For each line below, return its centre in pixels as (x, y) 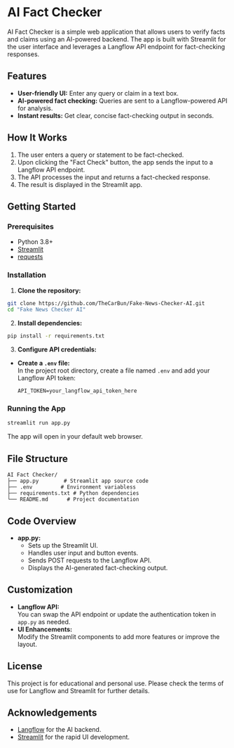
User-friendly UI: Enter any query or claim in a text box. (98, 93)
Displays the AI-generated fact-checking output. (98, 567)
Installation (27, 275)
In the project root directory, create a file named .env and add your (113, 370)
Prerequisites (30, 226)
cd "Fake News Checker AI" (47, 310)
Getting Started (42, 206)
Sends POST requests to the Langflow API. (90, 560)
